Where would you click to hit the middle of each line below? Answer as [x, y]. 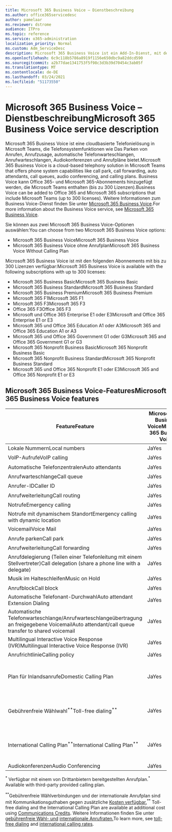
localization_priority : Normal [39, 44]
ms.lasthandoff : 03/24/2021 [35, 77]
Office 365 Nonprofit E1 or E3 [44, 375]
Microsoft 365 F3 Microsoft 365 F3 [49, 304]
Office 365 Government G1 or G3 [47, 342]
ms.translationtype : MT [31, 67]
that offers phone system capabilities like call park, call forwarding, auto [81, 171]
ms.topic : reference [27, 34]
